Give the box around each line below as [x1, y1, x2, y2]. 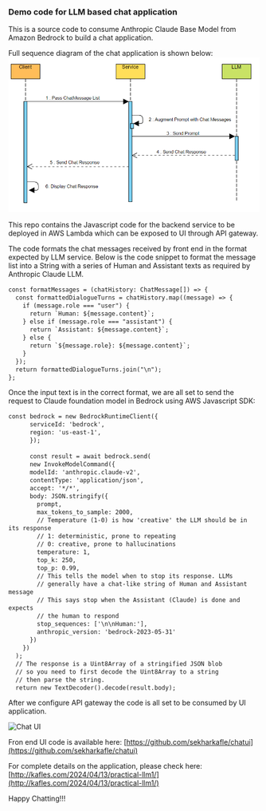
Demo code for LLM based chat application [8, 6, 178, 18]
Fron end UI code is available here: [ [8, 738, 127, 747]
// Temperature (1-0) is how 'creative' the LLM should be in [37, 516, 248, 524]
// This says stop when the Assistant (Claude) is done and [37, 596, 241, 604]
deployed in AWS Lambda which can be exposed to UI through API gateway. [8, 228, 259, 238]
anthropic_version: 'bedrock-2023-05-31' [37, 628, 177, 636]
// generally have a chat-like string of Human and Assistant [37, 580, 248, 588]
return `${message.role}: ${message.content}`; [29, 342, 191, 350]
